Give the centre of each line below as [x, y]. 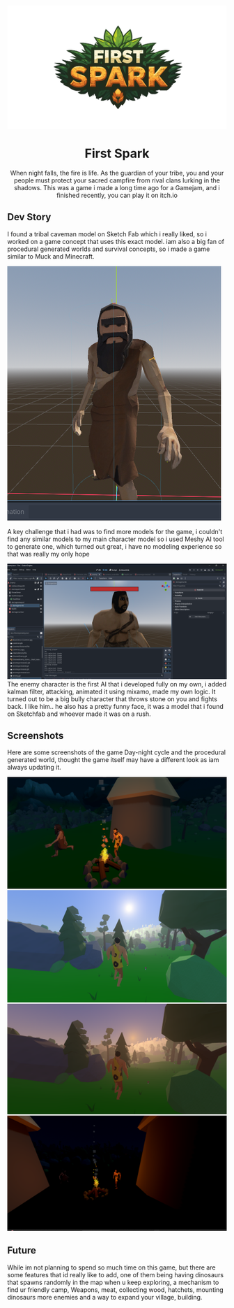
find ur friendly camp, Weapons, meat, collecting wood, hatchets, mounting [116, 1289]
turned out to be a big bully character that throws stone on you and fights [112, 699]
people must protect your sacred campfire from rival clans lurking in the [117, 180]
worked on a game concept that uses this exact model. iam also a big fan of [116, 241]
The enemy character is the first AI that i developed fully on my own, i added [117, 684]
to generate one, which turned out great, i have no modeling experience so [115, 546]
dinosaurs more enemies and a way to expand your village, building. [105, 1297]
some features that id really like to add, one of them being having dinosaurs [116, 1274]
